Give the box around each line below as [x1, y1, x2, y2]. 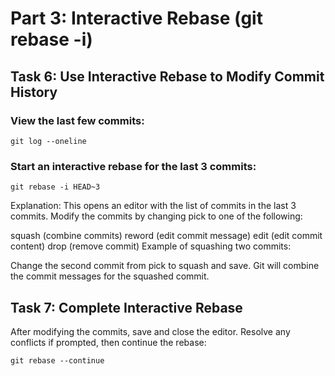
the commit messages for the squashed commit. [10, 270, 210, 282]
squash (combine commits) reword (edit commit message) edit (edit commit [10, 230, 323, 242]
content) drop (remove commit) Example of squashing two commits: [10, 240, 292, 252]
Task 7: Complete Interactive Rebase [10, 299, 243, 316]
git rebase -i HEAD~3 [10, 182, 101, 192]
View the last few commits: [10, 113, 145, 127]
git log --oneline [10, 136, 87, 146]
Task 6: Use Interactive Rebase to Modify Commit [10, 68, 325, 85]
